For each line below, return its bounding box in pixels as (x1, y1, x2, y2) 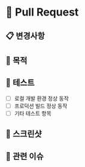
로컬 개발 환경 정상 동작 (14, 95, 69, 102)
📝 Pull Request (5, 5, 79, 19)
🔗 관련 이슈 (5, 151, 44, 161)
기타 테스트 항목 (14, 110, 51, 117)
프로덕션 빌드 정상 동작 (14, 102, 68, 110)
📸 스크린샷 (5, 129, 42, 139)
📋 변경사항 (5, 31, 45, 41)
